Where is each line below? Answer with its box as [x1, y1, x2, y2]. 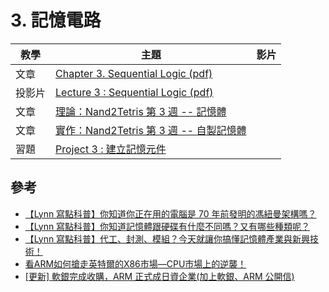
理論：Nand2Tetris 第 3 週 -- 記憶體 [55, 104, 227, 118]
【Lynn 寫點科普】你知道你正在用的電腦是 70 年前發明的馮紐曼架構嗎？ [24, 207, 317, 220]
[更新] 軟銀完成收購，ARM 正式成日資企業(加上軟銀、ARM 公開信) [24, 270, 295, 282]
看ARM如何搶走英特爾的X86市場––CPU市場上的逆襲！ [24, 257, 247, 270]
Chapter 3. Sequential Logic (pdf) [55, 66, 213, 80]
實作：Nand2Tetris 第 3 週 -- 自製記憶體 [55, 123, 247, 137]
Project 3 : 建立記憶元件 [55, 142, 167, 156]
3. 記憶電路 [10, 9, 102, 32]
